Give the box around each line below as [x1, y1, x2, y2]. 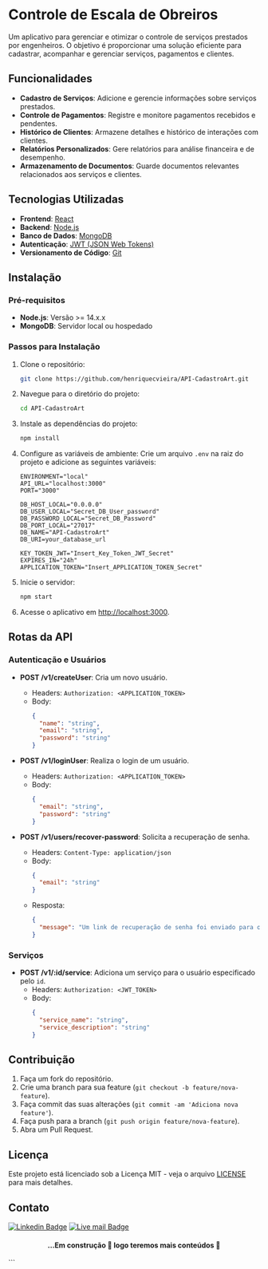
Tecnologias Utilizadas [8, 193, 124, 207]
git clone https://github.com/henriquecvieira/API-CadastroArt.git [19, 375, 249, 383]
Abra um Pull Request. [19, 1125, 93, 1134]
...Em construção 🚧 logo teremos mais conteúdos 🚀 [47, 1240, 221, 1250]
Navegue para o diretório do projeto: [19, 389, 140, 399]
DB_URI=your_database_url [19, 536, 106, 544]
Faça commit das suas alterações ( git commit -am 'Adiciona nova [19, 1099, 238, 1109]
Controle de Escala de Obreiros [8, 6, 219, 24]
